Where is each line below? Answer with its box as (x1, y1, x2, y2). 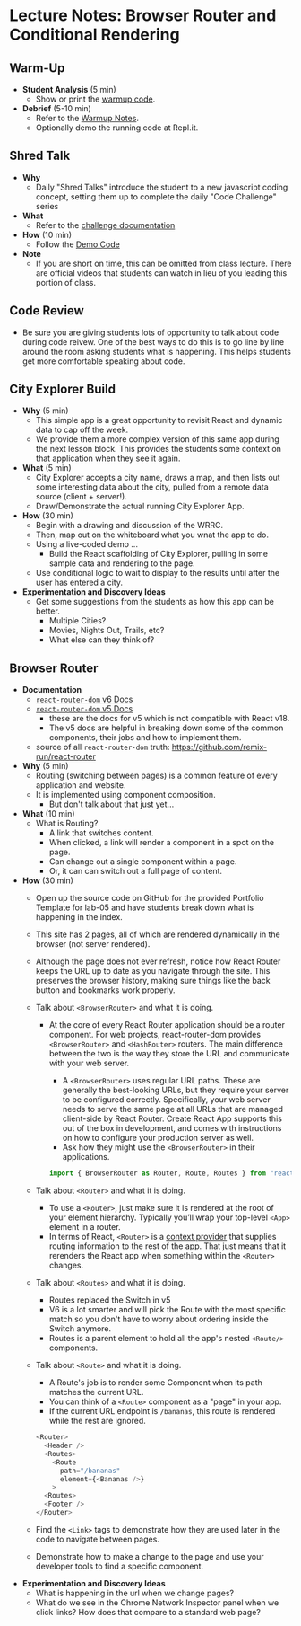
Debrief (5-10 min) (21, 103, 91, 113)
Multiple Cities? (48, 615, 107, 626)
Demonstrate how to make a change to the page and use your (35, 1551, 264, 1561)
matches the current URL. (48, 1387, 144, 1398)
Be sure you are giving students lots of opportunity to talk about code (21, 327, 279, 338)
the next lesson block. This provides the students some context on (35, 444, 282, 455)
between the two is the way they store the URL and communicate (48, 1048, 290, 1059)
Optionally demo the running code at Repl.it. (35, 122, 199, 133)
